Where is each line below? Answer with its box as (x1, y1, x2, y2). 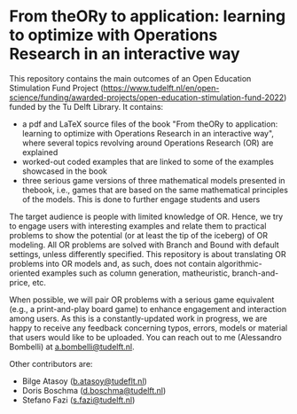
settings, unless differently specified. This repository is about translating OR (9, 248, 286, 259)
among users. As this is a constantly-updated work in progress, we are (9, 313, 268, 324)
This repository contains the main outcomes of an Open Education (9, 73, 252, 83)
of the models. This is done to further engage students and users (21, 193, 261, 205)
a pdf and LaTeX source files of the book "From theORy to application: (21, 118, 278, 129)
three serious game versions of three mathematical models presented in (21, 175, 285, 185)
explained (21, 146, 59, 157)
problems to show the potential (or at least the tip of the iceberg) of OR (9, 230, 269, 240)
